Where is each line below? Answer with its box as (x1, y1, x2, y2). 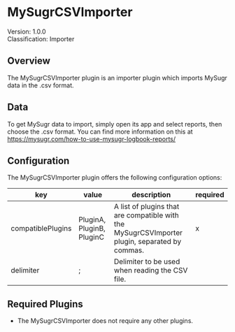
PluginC (78, 232, 105, 242)
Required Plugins (7, 298, 83, 310)
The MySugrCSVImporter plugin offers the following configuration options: (7, 173, 222, 182)
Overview (7, 55, 51, 67)
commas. (114, 245, 145, 255)
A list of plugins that (114, 202, 180, 212)
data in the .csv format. (7, 81, 75, 89)
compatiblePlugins (10, 224, 72, 233)
